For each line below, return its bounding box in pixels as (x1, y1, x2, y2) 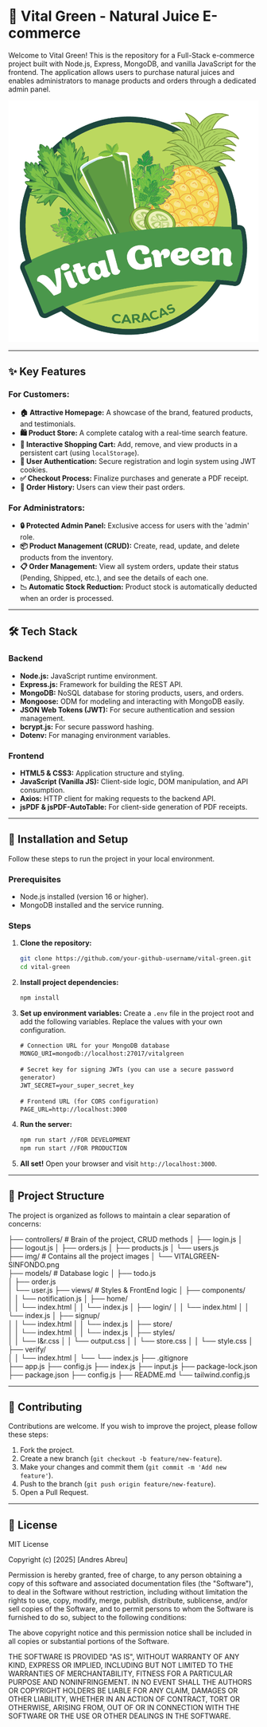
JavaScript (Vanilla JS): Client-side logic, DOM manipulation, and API (19, 776, 249, 786)
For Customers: (8, 389, 70, 400)
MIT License (8, 1540, 49, 1549)
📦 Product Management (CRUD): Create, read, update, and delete (19, 541, 240, 551)
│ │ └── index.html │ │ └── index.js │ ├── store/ (8, 1319, 172, 1329)
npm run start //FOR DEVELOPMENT (19, 1136, 131, 1144)
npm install (19, 994, 60, 1003)
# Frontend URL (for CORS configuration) (19, 1097, 159, 1105)
